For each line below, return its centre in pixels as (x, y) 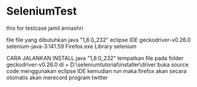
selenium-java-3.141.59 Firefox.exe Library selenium (72, 46)
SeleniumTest (42, 11)
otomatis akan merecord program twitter (57, 77)
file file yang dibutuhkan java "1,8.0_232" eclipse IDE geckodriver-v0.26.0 (99, 40)
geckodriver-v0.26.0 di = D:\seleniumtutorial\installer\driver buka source (98, 64)
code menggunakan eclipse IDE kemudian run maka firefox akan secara (97, 71)
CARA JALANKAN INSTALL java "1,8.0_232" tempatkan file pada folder (95, 58)
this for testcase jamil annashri (45, 28)
